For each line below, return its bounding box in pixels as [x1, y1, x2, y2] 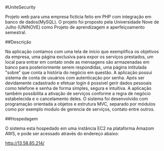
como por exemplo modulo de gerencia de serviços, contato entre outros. [5, 106, 155, 112]
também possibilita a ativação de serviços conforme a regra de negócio [5, 91, 151, 96]
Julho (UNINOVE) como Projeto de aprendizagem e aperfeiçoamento [5, 24, 145, 30]
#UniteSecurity [5, 4, 36, 10]
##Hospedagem [5, 116, 38, 121]
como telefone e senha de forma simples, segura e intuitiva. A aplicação [5, 85, 152, 91]
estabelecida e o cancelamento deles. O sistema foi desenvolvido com [5, 96, 148, 102]
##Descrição [5, 39, 32, 45]
